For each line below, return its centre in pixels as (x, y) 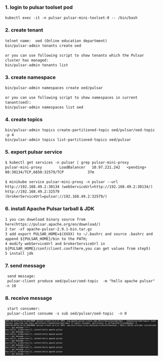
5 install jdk (19, 253)
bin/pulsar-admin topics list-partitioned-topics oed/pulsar (68, 140)
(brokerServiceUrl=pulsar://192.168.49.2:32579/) (56, 197)
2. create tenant (24, 30)
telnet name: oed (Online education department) (56, 41)
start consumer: (24, 309)
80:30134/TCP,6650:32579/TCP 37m (50, 172)
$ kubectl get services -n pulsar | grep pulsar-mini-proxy (67, 163)
